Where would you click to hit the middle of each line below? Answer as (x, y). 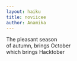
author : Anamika (26, 23)
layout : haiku (24, 12)
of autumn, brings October (38, 46)
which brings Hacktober (36, 52)
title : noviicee (26, 17)
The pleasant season (32, 40)
